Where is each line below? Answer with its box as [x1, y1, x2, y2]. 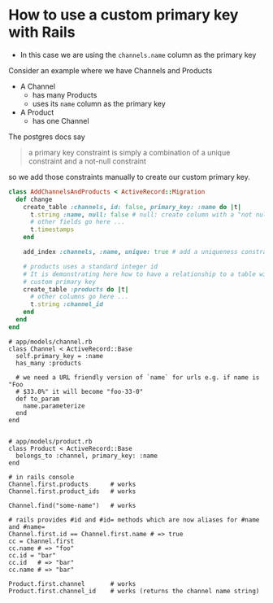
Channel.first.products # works [8, 480, 136, 488]
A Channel [19, 81, 55, 91]
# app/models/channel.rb [8, 338, 93, 346]
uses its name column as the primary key [32, 98, 167, 108]
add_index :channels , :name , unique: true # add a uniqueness [23, 248, 238, 256]
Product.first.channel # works [8, 579, 136, 588]
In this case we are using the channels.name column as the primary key [19, 50, 257, 59]
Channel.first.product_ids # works [8, 487, 136, 496]
